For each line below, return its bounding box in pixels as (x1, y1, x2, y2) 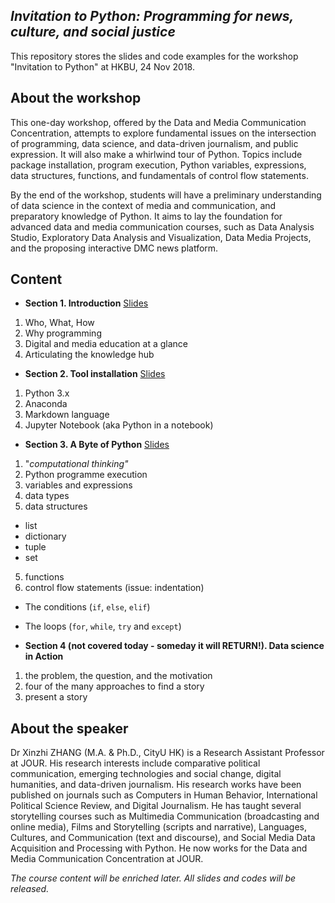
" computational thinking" (24, 458, 129, 470)
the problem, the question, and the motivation (24, 670, 213, 682)
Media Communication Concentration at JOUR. (10, 853, 204, 865)
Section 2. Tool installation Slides (24, 368, 166, 380)
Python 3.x (24, 387, 70, 399)
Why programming (24, 327, 102, 339)
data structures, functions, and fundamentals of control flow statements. (10, 169, 309, 181)
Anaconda (24, 398, 68, 410)
